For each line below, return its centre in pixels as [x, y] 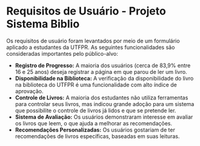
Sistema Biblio [43, 24]
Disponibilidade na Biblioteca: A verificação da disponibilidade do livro [104, 78]
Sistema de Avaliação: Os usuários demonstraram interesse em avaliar [104, 117]
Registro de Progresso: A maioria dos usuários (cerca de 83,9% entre [103, 65]
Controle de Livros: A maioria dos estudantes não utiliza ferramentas [102, 98]
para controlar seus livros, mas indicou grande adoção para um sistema [105, 104]
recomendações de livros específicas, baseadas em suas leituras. [97, 136]
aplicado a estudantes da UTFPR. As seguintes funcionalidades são [91, 47]
